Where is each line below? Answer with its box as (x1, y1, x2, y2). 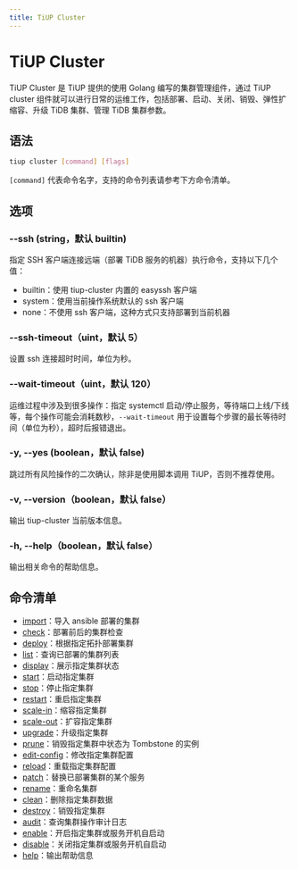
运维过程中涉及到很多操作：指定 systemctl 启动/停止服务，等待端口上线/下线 (9, 399, 290, 411)
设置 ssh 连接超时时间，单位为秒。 (9, 354, 137, 364)
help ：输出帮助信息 (21, 850, 94, 861)
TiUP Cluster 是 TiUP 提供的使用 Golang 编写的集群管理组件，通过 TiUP (9, 82, 272, 93)
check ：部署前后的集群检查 (21, 627, 123, 638)
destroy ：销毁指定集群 (21, 806, 105, 816)
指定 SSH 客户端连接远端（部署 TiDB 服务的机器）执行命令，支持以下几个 (9, 254, 278, 264)
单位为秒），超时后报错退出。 (24, 422, 131, 433)
